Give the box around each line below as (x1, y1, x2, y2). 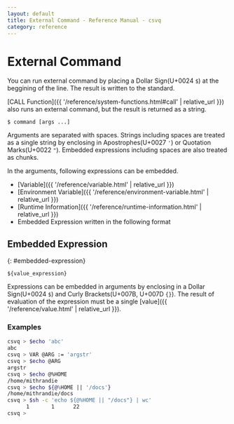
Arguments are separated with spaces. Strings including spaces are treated (7, 131, 226, 139)
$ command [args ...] (7, 118, 71, 126)
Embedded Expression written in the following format (17, 218, 171, 226)
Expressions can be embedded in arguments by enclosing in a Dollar (7, 282, 205, 291)
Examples (7, 322, 42, 332)
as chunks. (7, 153, 39, 162)
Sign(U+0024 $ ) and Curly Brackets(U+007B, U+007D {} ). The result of (7, 290, 215, 299)
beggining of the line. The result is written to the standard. (7, 84, 175, 93)
